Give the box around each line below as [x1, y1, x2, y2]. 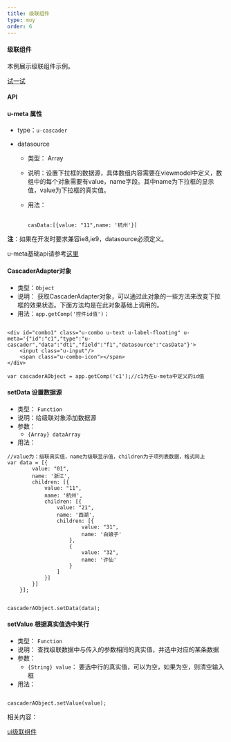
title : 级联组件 [7, 10, 50, 17]
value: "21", [56, 504, 95, 511]
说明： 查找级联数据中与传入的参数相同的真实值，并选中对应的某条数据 [17, 645, 219, 654]
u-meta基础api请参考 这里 [7, 249, 79, 258]
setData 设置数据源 [7, 388, 62, 397]
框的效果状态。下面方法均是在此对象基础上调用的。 [17, 301, 163, 309]
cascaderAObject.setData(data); [7, 605, 100, 611]
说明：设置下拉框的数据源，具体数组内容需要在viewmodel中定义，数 [27, 169, 223, 177]
